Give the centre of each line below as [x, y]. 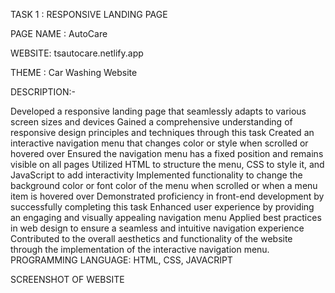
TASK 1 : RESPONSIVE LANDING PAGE [89, 14]
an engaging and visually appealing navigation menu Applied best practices [166, 217]
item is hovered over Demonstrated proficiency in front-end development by [167, 196]
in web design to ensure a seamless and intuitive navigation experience [157, 228]
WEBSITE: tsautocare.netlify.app [77, 53]
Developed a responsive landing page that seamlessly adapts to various [158, 111]
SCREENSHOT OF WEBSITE [67, 279]
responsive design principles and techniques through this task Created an [162, 132]
